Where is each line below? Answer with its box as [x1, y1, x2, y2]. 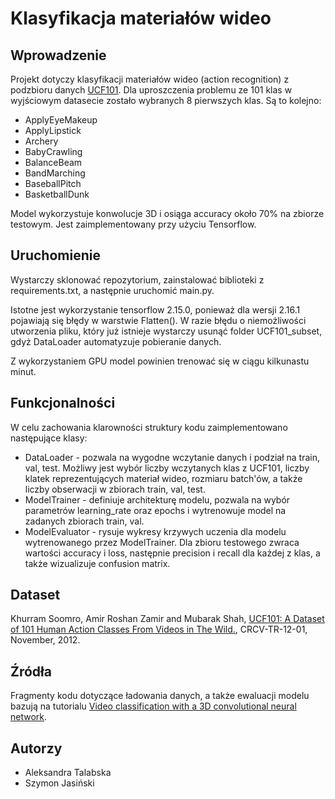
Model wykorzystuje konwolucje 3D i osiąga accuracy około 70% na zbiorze [10, 208, 325, 219]
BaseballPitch [24, 178, 82, 189]
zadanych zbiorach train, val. [24, 515, 145, 527]
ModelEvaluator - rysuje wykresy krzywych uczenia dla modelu [24, 525, 287, 537]
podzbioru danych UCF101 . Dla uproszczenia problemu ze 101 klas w [10, 84, 293, 96]
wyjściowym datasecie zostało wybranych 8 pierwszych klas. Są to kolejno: [10, 95, 322, 106]
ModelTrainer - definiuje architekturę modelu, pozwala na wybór [24, 493, 291, 506]
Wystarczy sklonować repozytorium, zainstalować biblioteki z [10, 273, 265, 286]
